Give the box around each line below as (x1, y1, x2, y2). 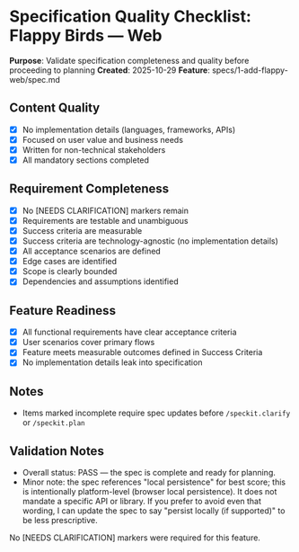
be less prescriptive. (22, 515, 99, 525)
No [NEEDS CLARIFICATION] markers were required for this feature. (9, 532, 260, 543)
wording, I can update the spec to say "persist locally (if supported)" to (22, 505, 286, 516)
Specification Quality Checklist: (9, 6, 251, 27)
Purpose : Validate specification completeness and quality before (9, 55, 250, 66)
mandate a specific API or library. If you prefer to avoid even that (22, 496, 262, 506)
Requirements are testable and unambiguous (22, 215, 189, 226)
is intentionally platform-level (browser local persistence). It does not (22, 486, 277, 496)
